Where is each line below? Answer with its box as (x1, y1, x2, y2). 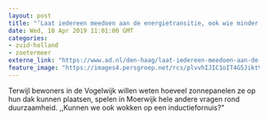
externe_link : (8, 57, 56, 65)
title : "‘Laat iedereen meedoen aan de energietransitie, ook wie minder (8, 19, 259, 27)
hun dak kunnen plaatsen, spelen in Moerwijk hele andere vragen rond (8, 94, 240, 104)
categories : (8, 34, 48, 42)
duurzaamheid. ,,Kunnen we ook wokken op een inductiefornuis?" (8, 102, 225, 112)
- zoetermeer (8, 49, 52, 57)
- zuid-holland (8, 42, 59, 50)
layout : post (8, 11, 52, 20)
